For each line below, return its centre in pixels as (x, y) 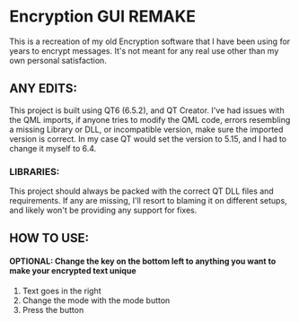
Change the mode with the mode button (96, 300)
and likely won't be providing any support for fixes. (103, 210)
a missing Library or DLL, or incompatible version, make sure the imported (146, 129)
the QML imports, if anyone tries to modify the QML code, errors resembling (150, 119)
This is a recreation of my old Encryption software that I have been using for (150, 41)
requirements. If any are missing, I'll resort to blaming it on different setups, (148, 201)
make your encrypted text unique (73, 271)
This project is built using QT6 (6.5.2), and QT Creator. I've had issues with (147, 110)
